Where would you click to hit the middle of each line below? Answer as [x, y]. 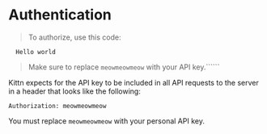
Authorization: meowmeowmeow [57, 106]
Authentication [60, 15]
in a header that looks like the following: [75, 91]
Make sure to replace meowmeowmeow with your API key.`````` [124, 67]
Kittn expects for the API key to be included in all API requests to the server [133, 82]
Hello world [36, 52]
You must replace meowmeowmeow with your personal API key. [106, 121]
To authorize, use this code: [74, 37]
